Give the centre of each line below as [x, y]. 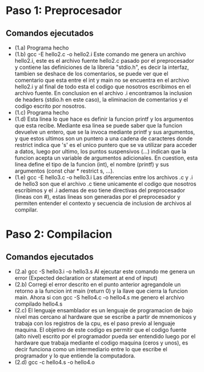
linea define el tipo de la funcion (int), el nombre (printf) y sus [92, 164]
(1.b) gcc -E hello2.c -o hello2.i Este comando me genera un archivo [100, 54]
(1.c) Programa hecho [42, 113]
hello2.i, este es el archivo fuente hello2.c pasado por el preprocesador [104, 61]
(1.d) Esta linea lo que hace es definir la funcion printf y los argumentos [104, 119]
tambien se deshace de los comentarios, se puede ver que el [91, 73]
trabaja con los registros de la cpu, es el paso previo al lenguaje [95, 323]
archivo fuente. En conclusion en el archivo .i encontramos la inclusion [103, 93]
